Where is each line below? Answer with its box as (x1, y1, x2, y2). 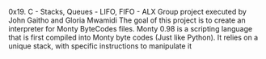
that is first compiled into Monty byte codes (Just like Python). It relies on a (8, 32, 259, 42)
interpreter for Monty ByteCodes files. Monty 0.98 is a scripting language (8, 24, 253, 33)
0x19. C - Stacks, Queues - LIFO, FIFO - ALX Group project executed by (8, 7, 247, 16)
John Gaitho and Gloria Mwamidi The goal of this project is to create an (8, 15, 246, 25)
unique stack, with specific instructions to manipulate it (8, 41, 192, 51)
